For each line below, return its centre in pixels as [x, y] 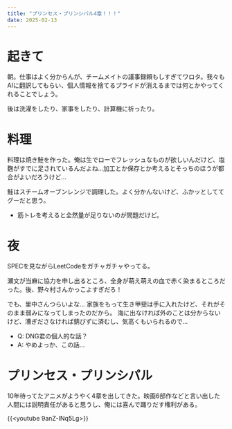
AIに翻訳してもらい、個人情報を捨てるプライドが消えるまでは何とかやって [113, 85]
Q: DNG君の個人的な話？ [52, 336]
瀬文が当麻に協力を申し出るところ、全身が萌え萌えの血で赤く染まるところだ [116, 281]
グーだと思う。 [28, 201]
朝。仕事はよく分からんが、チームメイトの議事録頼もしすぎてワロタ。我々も [116, 77]
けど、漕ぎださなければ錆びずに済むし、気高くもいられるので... [98, 322]
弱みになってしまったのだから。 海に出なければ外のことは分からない [123, 313]
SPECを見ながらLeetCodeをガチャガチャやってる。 [80, 266]
